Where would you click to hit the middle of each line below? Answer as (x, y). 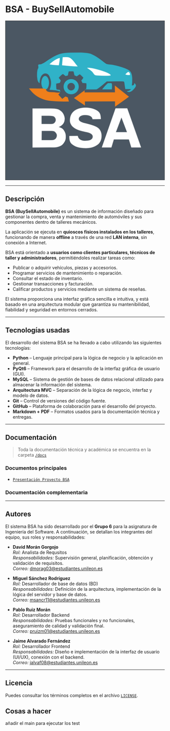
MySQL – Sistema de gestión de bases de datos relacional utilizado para (88, 379)
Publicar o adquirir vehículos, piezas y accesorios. (65, 267)
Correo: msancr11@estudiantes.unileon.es (56, 600)
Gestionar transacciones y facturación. (53, 283)
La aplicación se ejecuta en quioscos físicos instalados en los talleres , (80, 232)
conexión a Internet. (26, 242)
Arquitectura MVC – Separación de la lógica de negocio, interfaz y (82, 390)
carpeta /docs (32, 455)
